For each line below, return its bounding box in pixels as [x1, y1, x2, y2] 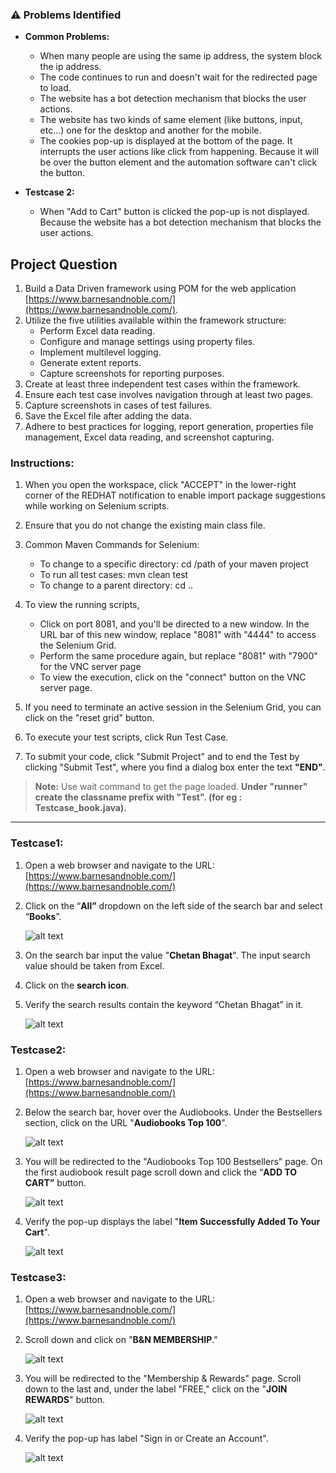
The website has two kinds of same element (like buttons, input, [39, 114, 303, 126]
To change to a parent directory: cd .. [39, 579, 193, 592]
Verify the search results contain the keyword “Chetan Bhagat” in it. [24, 998, 304, 1010]
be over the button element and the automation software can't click [39, 156, 318, 168]
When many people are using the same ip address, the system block [39, 50, 322, 62]
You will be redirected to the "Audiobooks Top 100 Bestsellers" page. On [24, 1156, 323, 1167]
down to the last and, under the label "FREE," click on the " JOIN [24, 1383, 288, 1395]
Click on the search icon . [24, 979, 130, 991]
